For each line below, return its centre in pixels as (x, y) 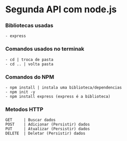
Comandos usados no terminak (45, 49)
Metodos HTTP (24, 109)
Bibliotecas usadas (29, 26)
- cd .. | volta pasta (29, 64)
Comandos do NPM (30, 77)
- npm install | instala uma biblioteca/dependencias (64, 88)
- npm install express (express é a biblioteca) (58, 97)
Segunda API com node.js (61, 9)
